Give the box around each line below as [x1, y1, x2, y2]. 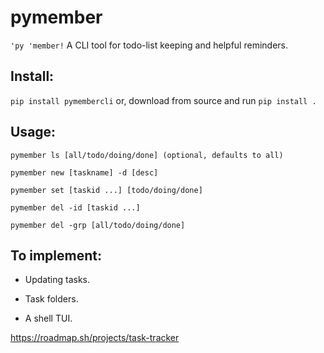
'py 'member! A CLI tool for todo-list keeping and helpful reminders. [10, 39, 288, 51]
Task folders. [24, 293, 79, 305]
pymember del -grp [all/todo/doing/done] [10, 220, 186, 230]
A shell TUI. [24, 312, 73, 325]
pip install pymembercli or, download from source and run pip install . [10, 94, 317, 106]
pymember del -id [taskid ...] [10, 202, 141, 213]
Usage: [10, 124, 57, 141]
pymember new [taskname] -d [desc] [10, 167, 159, 178]
